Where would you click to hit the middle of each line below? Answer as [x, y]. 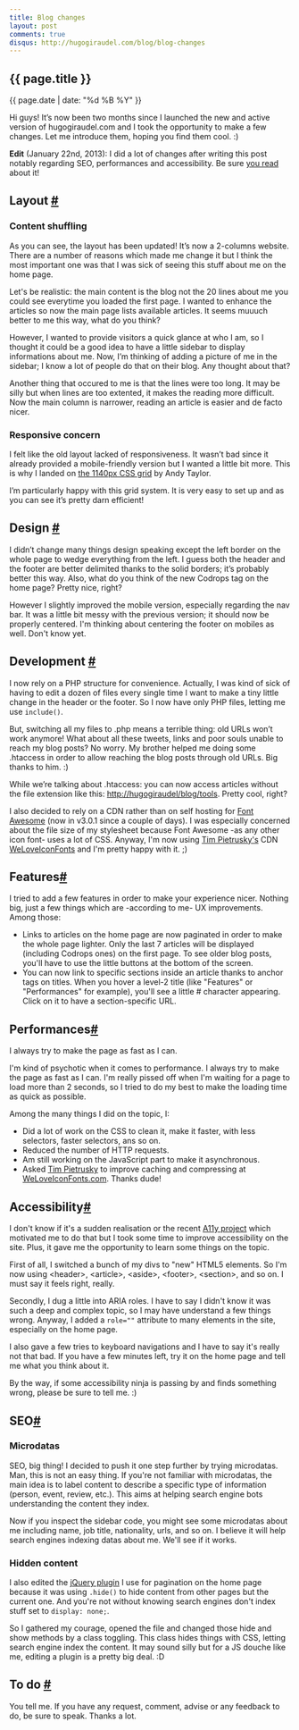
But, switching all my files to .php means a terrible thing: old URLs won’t [141, 728]
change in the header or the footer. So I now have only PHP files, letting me [147, 701]
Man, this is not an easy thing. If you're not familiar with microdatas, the [141, 1474]
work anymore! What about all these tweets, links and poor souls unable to [146, 738]
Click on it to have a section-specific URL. [99, 1001]
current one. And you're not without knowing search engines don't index [143, 1601]
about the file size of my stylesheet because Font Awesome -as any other [145, 830]
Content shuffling [48, 226]
